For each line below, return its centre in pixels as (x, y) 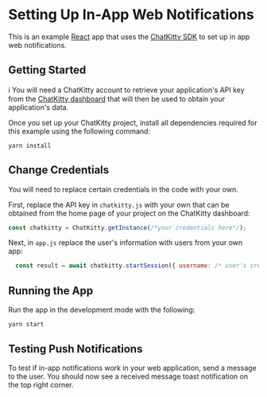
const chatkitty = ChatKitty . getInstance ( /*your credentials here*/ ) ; (128, 228)
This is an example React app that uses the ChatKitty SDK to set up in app (129, 37)
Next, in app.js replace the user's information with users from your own (126, 243)
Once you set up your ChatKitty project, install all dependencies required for (133, 123)
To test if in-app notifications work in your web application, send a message (132, 368)
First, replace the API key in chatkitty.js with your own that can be (119, 204)
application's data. (39, 107)
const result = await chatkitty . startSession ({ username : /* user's (131, 266)
